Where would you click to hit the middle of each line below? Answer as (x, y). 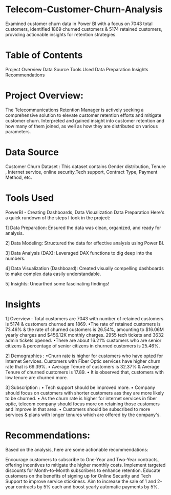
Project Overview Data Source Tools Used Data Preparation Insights (77, 69)
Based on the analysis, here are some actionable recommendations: (77, 449)
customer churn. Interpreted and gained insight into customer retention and (85, 120)
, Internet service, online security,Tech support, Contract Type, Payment (81, 172)
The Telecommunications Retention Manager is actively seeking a (74, 110)
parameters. (18, 131)
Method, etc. (19, 177)
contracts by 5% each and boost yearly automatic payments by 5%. (87, 487)
